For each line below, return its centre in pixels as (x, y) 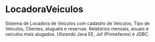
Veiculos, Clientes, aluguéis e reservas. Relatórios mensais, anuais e (77, 28)
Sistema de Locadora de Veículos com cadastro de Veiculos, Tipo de (78, 23)
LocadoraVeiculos (44, 9)
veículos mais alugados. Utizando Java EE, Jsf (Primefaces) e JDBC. (77, 34)
